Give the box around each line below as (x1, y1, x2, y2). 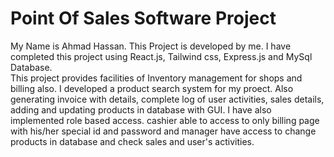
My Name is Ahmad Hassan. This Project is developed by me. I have (10, 40, 292, 52)
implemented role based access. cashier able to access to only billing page (10, 114, 320, 126)
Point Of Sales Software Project (10, 7, 277, 30)
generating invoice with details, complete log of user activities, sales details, (10, 93, 325, 105)
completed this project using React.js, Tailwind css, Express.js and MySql (10, 50, 313, 62)
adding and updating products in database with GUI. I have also (10, 103, 272, 116)
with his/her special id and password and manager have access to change (10, 125, 317, 137)
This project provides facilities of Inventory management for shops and (10, 72, 303, 84)
